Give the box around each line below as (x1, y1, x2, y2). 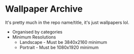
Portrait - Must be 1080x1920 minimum (19, 44, 99, 50)
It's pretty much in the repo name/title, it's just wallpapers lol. (5, 19, 130, 25)
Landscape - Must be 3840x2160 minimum (19, 39, 107, 45)
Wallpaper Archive (5, 3, 83, 15)
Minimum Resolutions (12, 34, 56, 40)
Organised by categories (12, 29, 63, 35)
